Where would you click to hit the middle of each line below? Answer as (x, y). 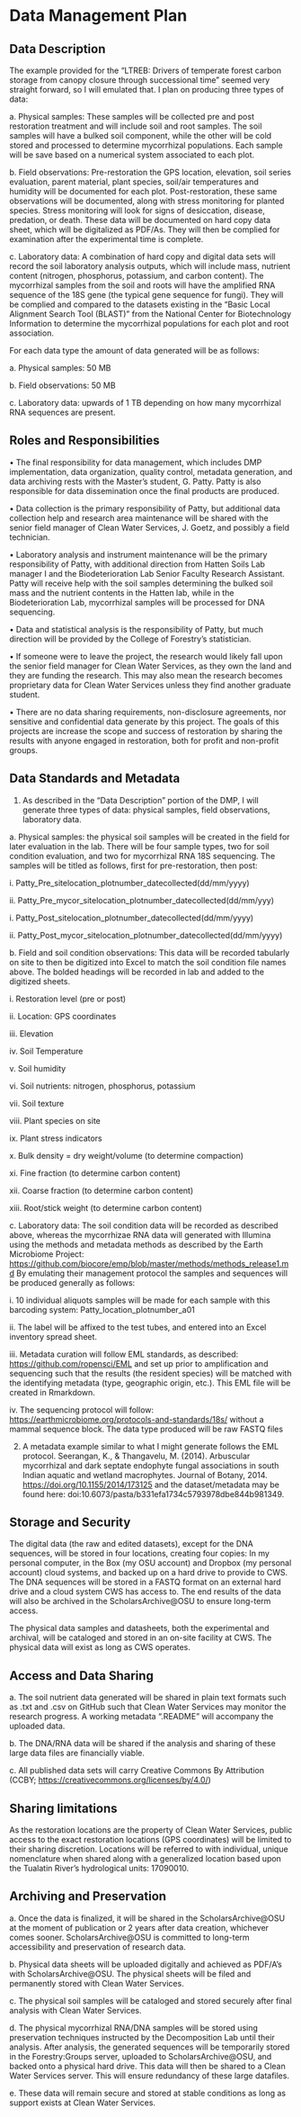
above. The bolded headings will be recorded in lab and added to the (137, 972)
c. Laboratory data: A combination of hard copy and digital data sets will (142, 256)
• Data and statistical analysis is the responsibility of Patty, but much (136, 629)
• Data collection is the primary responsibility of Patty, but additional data (145, 508)
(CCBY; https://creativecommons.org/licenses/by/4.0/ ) (110, 1780)
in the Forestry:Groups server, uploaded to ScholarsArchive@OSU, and (141, 2056)
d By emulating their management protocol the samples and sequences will (149, 1273)
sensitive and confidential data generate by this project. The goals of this (145, 722)
